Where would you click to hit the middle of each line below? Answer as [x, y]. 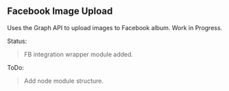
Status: [17, 41]
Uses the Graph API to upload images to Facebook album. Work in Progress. [115, 27]
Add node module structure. [64, 81]
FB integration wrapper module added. [79, 54]
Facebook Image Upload [60, 11]
